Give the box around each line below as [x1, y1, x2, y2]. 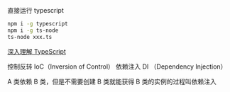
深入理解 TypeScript [7, 47, 66, 55]
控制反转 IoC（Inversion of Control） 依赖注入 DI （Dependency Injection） [7, 62, 227, 71]
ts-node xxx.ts [7, 33, 53, 40]
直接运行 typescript [7, 6, 64, 14]
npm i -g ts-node [7, 27, 59, 34]
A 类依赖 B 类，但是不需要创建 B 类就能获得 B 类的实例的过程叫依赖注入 [7, 77, 217, 86]
